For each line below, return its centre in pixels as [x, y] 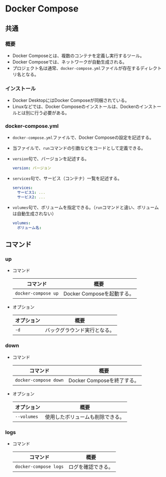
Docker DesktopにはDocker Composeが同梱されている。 [71, 100]
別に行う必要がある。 [48, 113]
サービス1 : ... [31, 193]
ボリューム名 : [29, 228]
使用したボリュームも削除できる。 [85, 417]
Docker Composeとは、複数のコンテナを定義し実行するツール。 [78, 55]
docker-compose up [37, 293]
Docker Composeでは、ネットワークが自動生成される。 [70, 62]
